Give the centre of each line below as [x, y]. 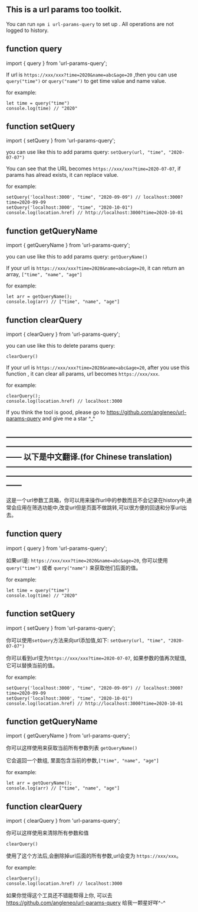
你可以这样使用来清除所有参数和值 [47, 833]
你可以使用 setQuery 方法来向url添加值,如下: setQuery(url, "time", [86, 640]
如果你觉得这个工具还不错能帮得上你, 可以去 [59, 895]
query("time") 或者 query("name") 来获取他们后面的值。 [74, 568]
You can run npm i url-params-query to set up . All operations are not [90, 24]
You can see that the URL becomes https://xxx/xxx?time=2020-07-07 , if [93, 169]
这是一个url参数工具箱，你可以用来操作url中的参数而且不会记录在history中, [96, 500]
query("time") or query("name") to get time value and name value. [86, 81]
